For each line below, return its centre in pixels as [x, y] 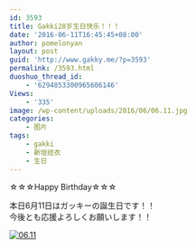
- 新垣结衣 [43, 152]
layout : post [34, 52]
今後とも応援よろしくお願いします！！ [80, 216]
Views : [22, 93]
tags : [19, 136]
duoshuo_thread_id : [46, 77]
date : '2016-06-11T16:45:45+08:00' [76, 34]
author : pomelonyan [46, 43]
